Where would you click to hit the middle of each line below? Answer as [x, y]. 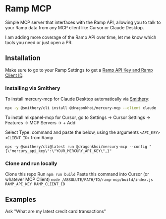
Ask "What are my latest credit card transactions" [56, 212]
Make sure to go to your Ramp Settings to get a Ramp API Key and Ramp [79, 70]
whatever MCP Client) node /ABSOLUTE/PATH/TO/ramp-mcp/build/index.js [79, 179]
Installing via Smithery [33, 88]
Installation [23, 58]
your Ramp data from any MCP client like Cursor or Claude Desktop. [75, 27]
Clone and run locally [31, 163]
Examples [21, 199]
